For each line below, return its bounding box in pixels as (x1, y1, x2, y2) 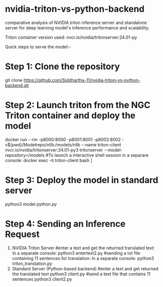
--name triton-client (81, 142, 122, 147)
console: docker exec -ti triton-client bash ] (5, 157, 93, 163)
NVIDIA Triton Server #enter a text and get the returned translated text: (12, 245, 155, 251)
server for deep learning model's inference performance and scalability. (5, 24, 150, 30)
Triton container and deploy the (5, 110, 136, 121)
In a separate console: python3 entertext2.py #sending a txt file (12, 250, 141, 256)
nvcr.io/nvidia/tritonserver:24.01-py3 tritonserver (5, 147, 103, 153)
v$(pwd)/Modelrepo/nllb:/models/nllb (5, 142, 81, 147)
